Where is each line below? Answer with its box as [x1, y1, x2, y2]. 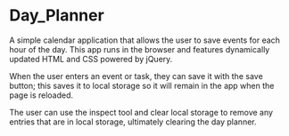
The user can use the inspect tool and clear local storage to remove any [9, 107, 274, 117]
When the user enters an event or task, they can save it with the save [9, 70, 263, 81]
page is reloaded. [9, 90, 74, 100]
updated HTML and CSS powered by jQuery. [9, 53, 173, 64]
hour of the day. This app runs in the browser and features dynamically [9, 44, 270, 54]
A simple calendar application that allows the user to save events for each [9, 35, 281, 45]
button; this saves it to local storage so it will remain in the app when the [9, 80, 275, 91]
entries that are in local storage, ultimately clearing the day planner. [9, 116, 257, 127]
